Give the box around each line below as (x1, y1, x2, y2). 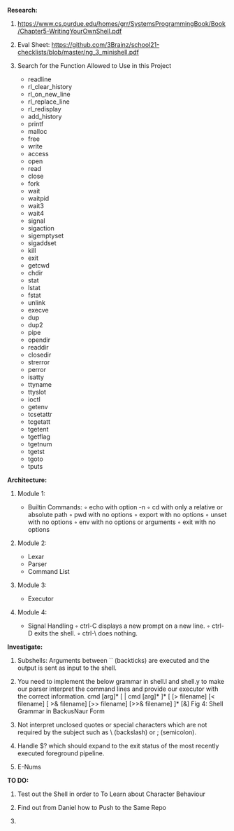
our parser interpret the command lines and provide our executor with (17, 685, 219, 693)
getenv (27, 403, 48, 411)
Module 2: (17, 539, 47, 547)
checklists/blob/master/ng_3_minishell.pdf (17, 48, 140, 56)
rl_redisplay (27, 105, 61, 113)
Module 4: (17, 608, 47, 616)
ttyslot (27, 388, 47, 396)
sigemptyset (27, 231, 64, 240)
